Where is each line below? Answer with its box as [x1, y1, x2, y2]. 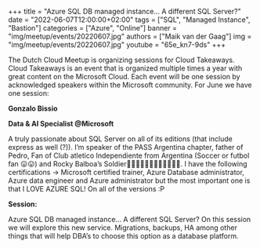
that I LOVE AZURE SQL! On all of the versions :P [8, 184, 165, 193]
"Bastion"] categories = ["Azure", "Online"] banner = [8, 24, 178, 32]
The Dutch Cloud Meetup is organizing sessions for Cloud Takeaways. [8, 55, 235, 64]
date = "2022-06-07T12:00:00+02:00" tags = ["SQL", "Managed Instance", [8, 15, 251, 24]
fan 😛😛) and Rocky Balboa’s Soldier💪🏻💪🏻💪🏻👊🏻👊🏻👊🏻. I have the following [8, 159, 248, 168]
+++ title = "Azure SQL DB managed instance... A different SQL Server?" [8, 7, 241, 16]
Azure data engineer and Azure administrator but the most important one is [8, 176, 251, 185]
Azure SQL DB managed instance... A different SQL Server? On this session [8, 215, 251, 224]
